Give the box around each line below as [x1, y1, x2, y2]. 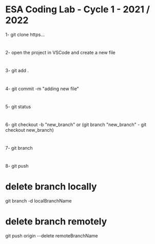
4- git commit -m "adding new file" [5, 86, 80, 92]
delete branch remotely [5, 216, 107, 228]
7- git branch [5, 145, 33, 151]
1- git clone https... [5, 31, 45, 37]
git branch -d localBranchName [5, 198, 72, 204]
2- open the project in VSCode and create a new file [5, 50, 115, 56]
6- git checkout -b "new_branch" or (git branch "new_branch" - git [5, 121, 147, 128]
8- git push [5, 163, 29, 169]
